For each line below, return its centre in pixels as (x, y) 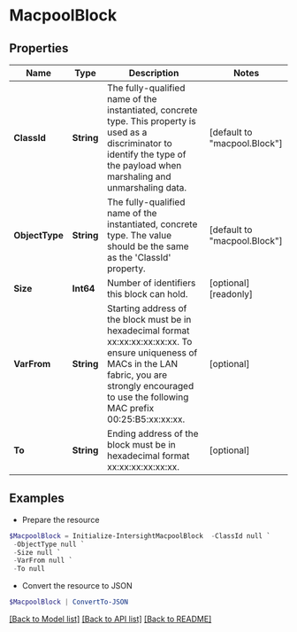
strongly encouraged (151, 386)
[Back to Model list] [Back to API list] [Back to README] (110, 619)
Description (154, 73)
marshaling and (139, 176)
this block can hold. (148, 294)
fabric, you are (137, 375)
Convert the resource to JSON (77, 586)
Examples (37, 499)
